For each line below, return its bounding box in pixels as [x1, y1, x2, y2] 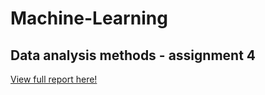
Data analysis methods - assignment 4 [10, 47, 257, 64]
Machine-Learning [10, 7, 168, 30]
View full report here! [10, 73, 98, 85]
